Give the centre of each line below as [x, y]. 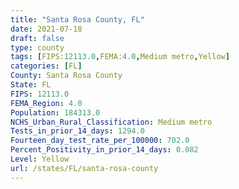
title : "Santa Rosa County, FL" [77, 19]
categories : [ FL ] [46, 66]
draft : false [37, 38]
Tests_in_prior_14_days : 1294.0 [77, 131]
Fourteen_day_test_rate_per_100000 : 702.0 [100, 141]
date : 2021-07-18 [46, 29]
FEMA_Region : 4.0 [46, 103]
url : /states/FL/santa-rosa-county [84, 168]
